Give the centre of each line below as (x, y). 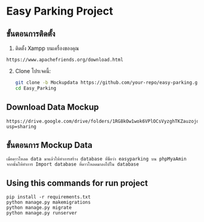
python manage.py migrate (39, 208)
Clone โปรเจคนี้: (33, 71)
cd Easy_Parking (36, 88)
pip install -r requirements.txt (49, 197)
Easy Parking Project (60, 11)
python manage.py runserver (42, 213)
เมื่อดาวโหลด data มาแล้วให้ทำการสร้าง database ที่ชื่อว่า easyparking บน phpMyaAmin (97, 159)
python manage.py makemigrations (49, 203)
